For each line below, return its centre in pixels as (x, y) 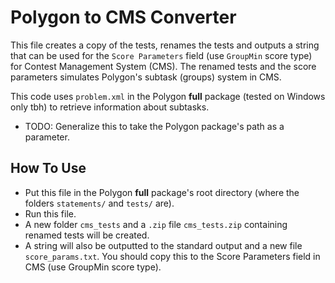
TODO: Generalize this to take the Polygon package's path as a (154, 126)
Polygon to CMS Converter (123, 17)
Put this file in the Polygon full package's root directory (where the (162, 192)
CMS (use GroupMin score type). (93, 267)
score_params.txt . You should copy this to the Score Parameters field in (172, 256)
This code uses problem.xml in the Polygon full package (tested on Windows (168, 96)
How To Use (48, 168)
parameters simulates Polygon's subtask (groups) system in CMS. (146, 77)
